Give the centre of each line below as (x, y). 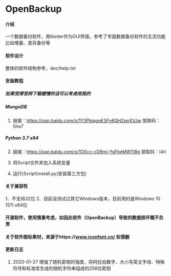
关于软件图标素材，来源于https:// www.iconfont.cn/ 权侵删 (67, 236)
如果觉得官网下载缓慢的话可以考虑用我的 (48, 94)
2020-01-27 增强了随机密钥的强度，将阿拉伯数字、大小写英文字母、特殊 (89, 262)
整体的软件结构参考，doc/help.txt (40, 68)
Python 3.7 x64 (22, 138)
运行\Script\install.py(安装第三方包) (50, 173)
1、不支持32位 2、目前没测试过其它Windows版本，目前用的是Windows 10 (83, 198)
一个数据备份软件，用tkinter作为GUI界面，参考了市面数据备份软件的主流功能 (85, 36)
